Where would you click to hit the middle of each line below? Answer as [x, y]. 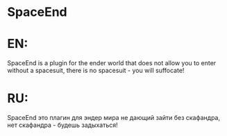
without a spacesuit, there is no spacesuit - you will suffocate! [96, 71]
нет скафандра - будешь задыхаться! [62, 125]
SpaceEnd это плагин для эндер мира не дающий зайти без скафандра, [114, 118]
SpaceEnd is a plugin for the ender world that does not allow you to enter [112, 63]
